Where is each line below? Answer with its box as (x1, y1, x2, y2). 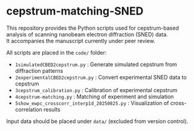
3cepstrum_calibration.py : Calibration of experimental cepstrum (15, 86, 178, 93)
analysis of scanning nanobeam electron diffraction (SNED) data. (6, 30, 168, 38)
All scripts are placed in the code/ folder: (6, 49, 107, 56)
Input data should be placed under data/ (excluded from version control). (6, 117, 189, 125)
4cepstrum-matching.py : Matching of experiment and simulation (15, 93, 174, 100)
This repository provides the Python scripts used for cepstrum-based (6, 24, 179, 32)
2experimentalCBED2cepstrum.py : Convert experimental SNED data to (15, 73, 187, 81)
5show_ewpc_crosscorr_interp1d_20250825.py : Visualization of (15, 99, 169, 107)
